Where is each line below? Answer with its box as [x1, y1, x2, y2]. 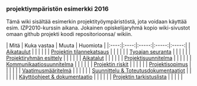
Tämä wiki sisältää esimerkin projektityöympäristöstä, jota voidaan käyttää [6, 18, 188, 25]
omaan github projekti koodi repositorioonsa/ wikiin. [6, 31, 133, 38]
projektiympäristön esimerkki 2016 [6, 5, 109, 13]
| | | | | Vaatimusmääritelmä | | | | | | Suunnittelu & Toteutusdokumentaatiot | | [6, 67, 192, 74]
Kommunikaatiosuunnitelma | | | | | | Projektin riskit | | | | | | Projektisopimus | [6, 61, 191, 68]
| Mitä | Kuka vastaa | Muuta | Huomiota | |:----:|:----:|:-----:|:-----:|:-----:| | [6, 42, 190, 49]
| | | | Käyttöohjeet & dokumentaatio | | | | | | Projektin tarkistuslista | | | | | [6, 73, 183, 81]
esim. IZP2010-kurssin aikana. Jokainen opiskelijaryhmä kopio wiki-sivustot [6, 24, 190, 31]
